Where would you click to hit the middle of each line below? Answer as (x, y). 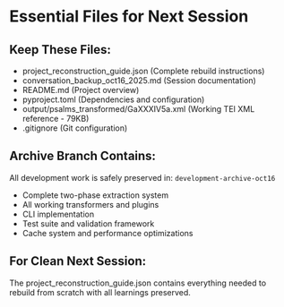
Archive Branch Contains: (83, 156)
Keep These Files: (60, 50)
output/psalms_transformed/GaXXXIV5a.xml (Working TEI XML (138, 109)
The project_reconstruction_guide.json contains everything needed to (138, 283)
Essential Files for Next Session (129, 17)
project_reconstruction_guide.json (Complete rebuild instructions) (143, 71)
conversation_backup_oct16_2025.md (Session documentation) (139, 81)
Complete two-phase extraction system (95, 195)
